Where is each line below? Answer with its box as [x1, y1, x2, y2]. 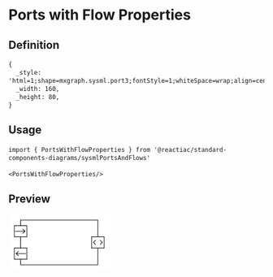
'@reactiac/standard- [154, 145, 227, 154]
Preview [8, 193, 51, 206]
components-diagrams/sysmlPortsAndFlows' [8, 154, 151, 162]
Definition [8, 38, 59, 52]
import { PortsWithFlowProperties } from [8, 145, 151, 154]
